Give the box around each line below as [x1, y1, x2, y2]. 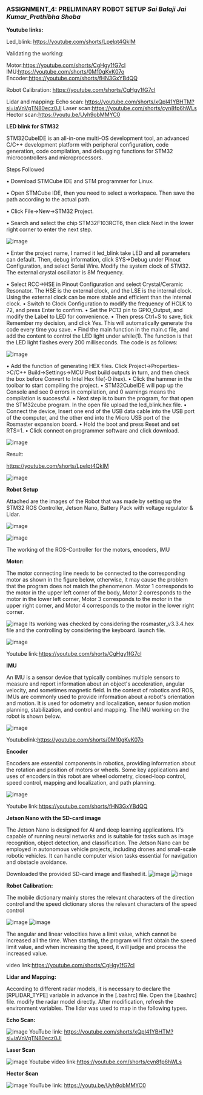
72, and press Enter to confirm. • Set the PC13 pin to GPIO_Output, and [6, 307, 183, 314]
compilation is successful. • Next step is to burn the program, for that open [6, 395, 194, 402]
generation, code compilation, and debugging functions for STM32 [6, 148, 173, 155]
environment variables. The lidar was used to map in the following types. [6, 1004, 188, 1012]
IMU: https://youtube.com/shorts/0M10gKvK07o [6, 68, 125, 75]
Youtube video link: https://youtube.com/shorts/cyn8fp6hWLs [29, 1058, 182, 1066]
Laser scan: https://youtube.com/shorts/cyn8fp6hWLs [62, 105, 197, 112]
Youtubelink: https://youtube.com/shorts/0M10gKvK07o [6, 736, 144, 743]
